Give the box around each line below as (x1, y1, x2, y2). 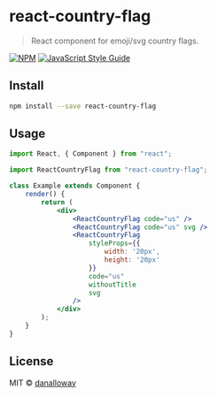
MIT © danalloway (9, 378, 77, 388)
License (9, 354, 54, 369)
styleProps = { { (88, 239, 141, 248)
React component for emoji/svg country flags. (30, 35, 199, 46)
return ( (41, 197, 74, 207)
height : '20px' (104, 256, 161, 264)
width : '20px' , (104, 248, 161, 256)
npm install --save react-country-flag (9, 102, 157, 111)
